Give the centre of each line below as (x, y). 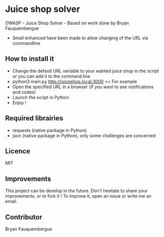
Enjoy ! (19, 103)
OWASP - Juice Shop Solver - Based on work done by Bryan (67, 23)
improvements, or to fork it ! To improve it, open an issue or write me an (78, 196)
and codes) (24, 92)
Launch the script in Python (41, 97)
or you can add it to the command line (51, 76)
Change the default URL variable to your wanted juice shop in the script (85, 71)
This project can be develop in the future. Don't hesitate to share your (77, 191)
